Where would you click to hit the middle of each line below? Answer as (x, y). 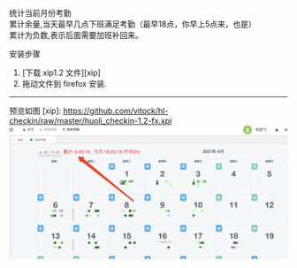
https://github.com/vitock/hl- (116, 111)
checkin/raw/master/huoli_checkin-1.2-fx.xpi (91, 121)
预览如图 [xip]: (35, 111)
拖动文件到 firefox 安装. (64, 84)
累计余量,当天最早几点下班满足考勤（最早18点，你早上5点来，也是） (133, 24)
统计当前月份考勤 (40, 13)
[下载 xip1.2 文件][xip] (61, 73)
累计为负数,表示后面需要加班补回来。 (76, 35)
